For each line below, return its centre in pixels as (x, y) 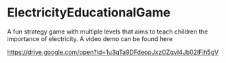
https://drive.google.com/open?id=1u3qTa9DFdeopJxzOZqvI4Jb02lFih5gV (113, 52)
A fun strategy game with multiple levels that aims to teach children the (108, 32)
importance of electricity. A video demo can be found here (90, 38)
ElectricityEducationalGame (89, 13)
